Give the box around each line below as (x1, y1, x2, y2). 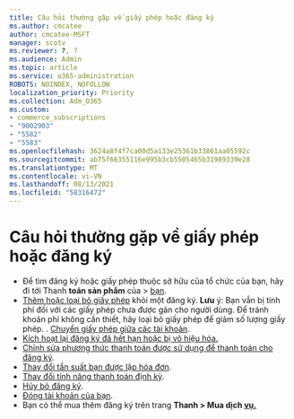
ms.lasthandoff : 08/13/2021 (9, 180, 115, 189)
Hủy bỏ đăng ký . (22, 380, 83, 391)
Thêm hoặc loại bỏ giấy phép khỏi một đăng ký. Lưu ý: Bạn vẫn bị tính (22, 294, 281, 305)
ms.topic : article (9, 64, 78, 73)
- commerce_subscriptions (9, 113, 106, 122)
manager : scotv (9, 38, 66, 48)
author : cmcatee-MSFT (9, 30, 91, 39)
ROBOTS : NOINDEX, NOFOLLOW (9, 80, 110, 89)
